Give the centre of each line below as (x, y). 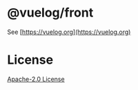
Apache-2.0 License (36, 79)
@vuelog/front (50, 13)
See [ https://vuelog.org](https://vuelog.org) (69, 32)
